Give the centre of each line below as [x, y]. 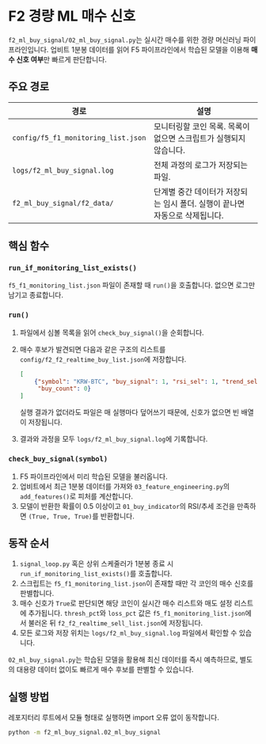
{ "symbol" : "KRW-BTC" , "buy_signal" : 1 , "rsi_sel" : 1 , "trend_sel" [148, 381]
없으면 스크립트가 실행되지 [200, 138]
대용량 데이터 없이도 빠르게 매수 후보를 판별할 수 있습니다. [105, 670]
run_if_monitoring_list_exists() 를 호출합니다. [96, 574]
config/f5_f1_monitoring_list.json [79, 138]
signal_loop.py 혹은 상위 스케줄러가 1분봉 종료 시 [97, 564]
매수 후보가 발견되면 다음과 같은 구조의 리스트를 [93, 349]
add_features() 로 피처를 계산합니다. [76, 496]
